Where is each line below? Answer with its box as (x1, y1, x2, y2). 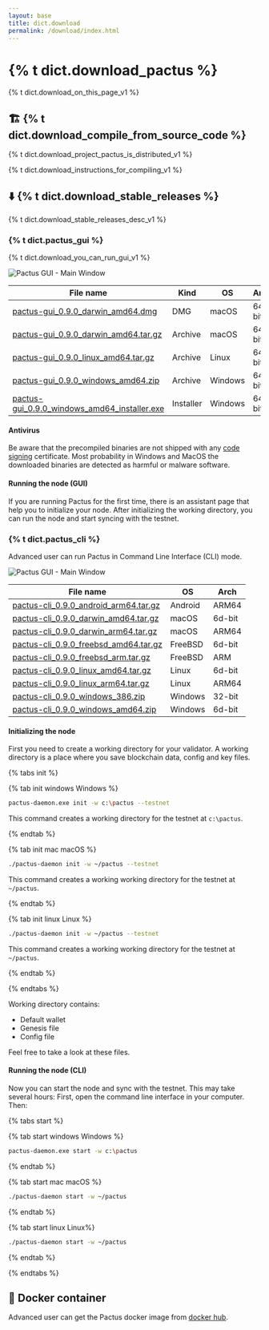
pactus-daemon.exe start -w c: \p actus (8, 1147, 138, 1155)
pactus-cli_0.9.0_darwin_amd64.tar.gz (12, 612, 159, 623)
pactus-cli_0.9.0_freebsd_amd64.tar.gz (12, 639, 163, 650)
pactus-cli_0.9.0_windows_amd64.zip (12, 703, 157, 715)
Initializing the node (8, 726, 76, 736)
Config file (19, 1031, 54, 1042)
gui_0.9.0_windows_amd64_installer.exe (12, 403, 165, 414)
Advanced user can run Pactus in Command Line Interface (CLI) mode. (8, 551, 243, 561)
